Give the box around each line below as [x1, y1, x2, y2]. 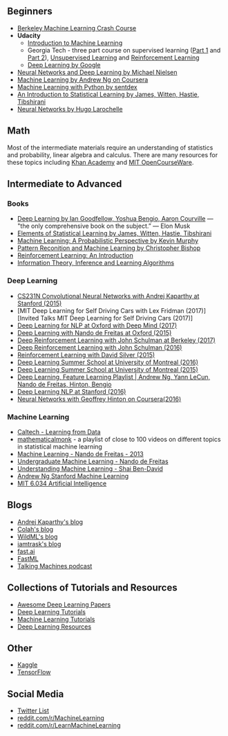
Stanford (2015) [17, 299, 62, 307]
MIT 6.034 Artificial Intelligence [17, 479, 107, 487]
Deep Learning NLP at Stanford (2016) [17, 387, 126, 395]
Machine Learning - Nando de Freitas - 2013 [17, 449, 144, 458]
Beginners [7, 6, 53, 17]
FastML [17, 554, 39, 563]
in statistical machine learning [17, 442, 102, 451]
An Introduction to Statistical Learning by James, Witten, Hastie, [17, 90, 200, 98]
